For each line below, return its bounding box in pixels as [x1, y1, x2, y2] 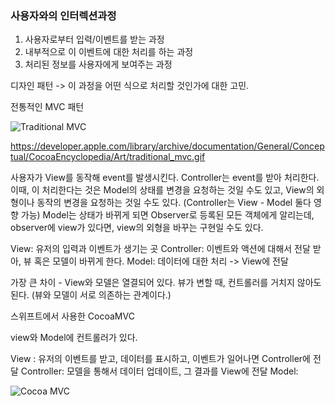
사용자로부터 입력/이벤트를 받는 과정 [24, 33, 165, 46]
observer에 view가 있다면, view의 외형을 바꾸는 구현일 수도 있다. [10, 222, 264, 234]
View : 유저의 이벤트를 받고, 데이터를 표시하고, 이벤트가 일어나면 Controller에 [10, 353, 311, 365]
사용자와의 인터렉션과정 [10, 8, 117, 22]
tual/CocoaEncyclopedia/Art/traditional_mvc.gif [10, 151, 206, 163]
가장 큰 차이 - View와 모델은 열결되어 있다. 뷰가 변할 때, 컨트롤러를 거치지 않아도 [10, 277, 322, 289]
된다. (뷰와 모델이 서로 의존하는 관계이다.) [10, 289, 172, 301]
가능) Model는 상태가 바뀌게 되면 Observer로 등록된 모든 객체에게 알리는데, [20, 209, 315, 221]
